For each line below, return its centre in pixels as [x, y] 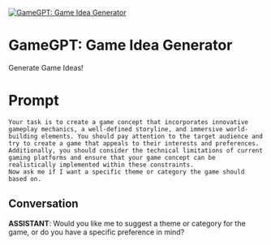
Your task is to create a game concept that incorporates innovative [129, 122]
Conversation [43, 204]
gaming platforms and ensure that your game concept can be [112, 157]
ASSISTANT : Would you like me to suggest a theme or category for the [127, 223]
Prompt [34, 101]
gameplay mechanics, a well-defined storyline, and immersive [116, 129]
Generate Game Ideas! [46, 67]
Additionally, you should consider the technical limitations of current [136, 150]
